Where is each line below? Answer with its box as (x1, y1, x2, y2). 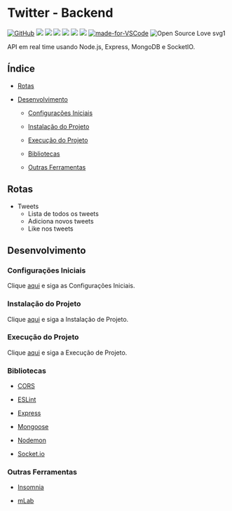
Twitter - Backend (7, 5, 114, 21)
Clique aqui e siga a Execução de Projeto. (7, 348, 128, 357)
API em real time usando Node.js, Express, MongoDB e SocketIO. (7, 42, 196, 50)
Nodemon (17, 436, 47, 444)
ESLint (17, 395, 36, 404)
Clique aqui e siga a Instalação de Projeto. (7, 315, 129, 323)
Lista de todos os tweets (27, 209, 100, 218)
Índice (7, 63, 35, 75)
